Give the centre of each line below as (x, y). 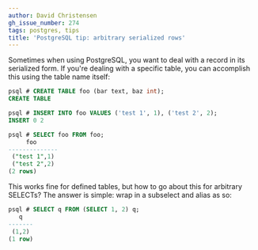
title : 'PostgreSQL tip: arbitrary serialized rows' (97, 38)
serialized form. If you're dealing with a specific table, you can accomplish (129, 69)
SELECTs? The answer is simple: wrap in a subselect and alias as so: (120, 195)
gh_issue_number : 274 (44, 23)
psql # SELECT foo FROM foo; (56, 134)
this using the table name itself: (59, 77)
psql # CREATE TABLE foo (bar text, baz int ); (86, 92)
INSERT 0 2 (26, 120)
